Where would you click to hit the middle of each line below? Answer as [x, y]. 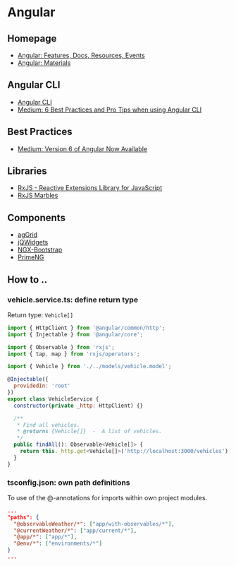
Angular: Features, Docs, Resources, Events [81, 55]
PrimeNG [31, 257]
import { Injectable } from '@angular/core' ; [75, 334]
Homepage [32, 39]
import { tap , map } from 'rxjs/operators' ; [74, 354]
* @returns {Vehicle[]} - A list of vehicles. [89, 432]
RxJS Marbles [38, 196]
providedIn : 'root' [42, 386]
